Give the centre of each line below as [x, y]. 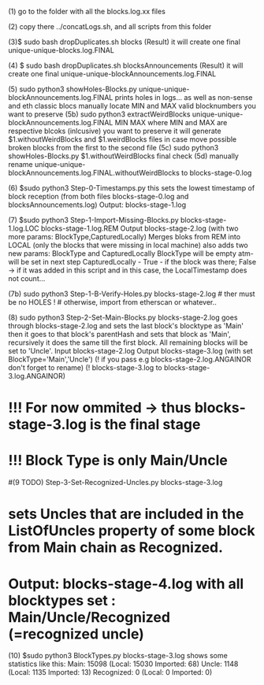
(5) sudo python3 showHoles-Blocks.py [73, 89]
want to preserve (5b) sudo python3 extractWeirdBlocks [99, 114]
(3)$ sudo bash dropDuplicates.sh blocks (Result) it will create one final [124, 42]
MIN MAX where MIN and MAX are [171, 122]
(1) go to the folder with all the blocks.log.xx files [87, 11]
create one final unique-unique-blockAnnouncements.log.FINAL [112, 74]
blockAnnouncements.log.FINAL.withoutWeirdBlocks [94, 173]
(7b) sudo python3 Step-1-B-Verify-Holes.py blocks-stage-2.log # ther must [132, 294]
